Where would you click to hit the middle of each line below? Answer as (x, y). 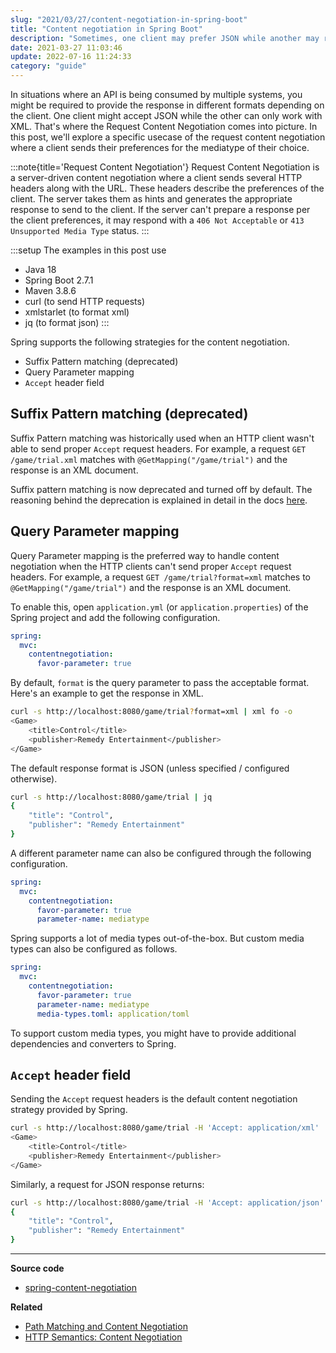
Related (26, 1307)
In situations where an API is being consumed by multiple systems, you (156, 94)
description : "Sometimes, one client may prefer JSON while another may (165, 38)
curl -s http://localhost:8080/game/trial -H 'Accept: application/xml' (165, 1128)
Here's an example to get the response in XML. (107, 693)
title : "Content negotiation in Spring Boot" (106, 29)
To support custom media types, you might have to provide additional (153, 1033)
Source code (37, 1268)
